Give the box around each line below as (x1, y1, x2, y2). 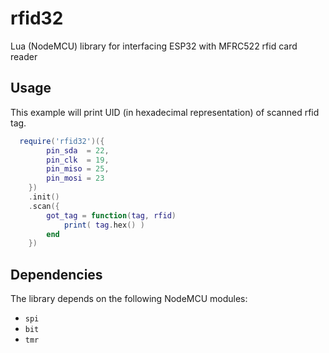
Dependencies (10, 266, 103, 283)
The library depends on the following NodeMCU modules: (10, 293, 248, 305)
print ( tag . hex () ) (63, 220, 145, 230)
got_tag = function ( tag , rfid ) (46, 210, 177, 221)
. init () (28, 192, 60, 202)
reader (10, 50, 38, 62)
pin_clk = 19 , (46, 155, 110, 165)
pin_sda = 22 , (46, 145, 110, 156)
